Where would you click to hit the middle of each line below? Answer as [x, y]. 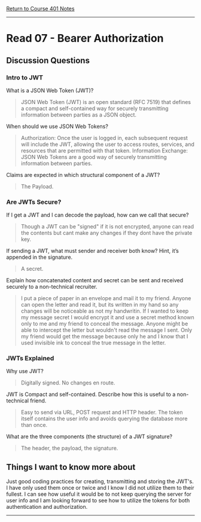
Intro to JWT [25, 77]
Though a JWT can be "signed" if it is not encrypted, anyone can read [107, 227]
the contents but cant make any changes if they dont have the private [106, 233]
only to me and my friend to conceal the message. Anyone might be [104, 324]
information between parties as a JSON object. [78, 115]
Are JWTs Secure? [34, 202]
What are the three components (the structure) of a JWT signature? [89, 436]
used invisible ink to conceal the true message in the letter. [93, 343]
